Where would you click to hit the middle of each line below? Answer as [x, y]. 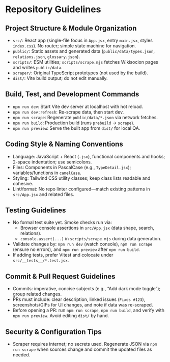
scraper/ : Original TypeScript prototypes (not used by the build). [80, 73]
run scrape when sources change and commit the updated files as [82, 349]
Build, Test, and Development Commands [72, 94]
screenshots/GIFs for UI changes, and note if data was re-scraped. [83, 305]
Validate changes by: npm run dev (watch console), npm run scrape [82, 244]
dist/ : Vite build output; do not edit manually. [60, 78]
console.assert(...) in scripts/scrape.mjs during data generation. [91, 239]
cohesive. [23, 183]
